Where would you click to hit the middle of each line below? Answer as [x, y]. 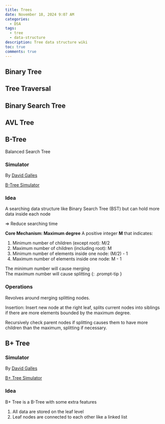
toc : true [15, 47]
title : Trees [19, 10]
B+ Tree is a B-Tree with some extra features [51, 402]
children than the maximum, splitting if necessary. [56, 328]
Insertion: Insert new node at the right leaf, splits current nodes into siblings [82, 307]
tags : [11, 28]
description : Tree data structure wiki [46, 42]
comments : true [21, 51]
